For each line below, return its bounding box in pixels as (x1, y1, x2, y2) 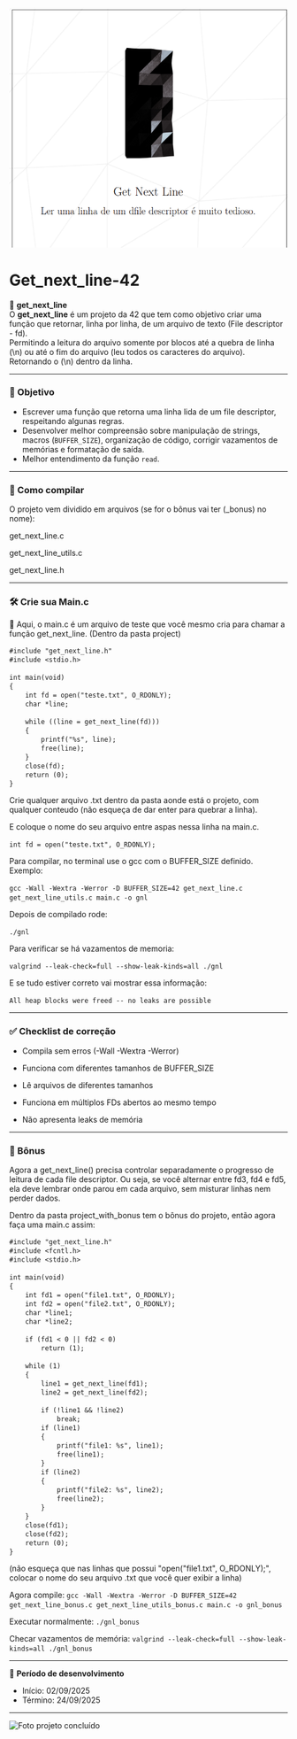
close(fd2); (25, 1529, 69, 1539)
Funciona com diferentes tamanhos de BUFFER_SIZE (21, 1063, 215, 1073)
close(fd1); (25, 1520, 69, 1530)
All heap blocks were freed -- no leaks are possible (9, 996, 212, 1006)
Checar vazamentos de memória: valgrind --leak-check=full (9, 1633, 236, 1643)
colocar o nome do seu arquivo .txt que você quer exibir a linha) (9, 1572, 242, 1583)
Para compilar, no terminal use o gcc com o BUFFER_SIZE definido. (9, 856, 254, 867)
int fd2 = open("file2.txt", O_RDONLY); (25, 1299, 176, 1309)
